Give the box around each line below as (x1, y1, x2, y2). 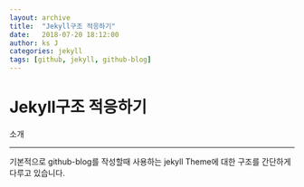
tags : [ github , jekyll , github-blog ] (9, 55, 152, 64)
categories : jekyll (9, 47, 83, 56)
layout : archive (9, 13, 71, 23)
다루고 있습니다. (9, 167, 66, 178)
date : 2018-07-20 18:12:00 (9, 30, 119, 39)
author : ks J (9, 38, 59, 48)
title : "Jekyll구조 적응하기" (9, 22, 116, 31)
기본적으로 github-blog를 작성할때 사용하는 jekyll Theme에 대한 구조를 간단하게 (9, 155, 291, 167)
